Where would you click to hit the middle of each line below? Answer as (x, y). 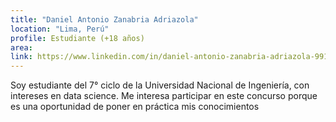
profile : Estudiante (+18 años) (77, 38)
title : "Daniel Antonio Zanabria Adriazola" (104, 19)
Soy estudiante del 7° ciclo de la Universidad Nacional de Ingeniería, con (160, 85)
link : (21, 57)
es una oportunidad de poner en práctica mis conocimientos (135, 107)
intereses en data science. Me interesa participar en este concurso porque (164, 96)
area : (21, 47)
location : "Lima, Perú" (60, 29)
